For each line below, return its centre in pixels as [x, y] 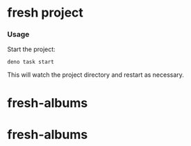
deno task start [31, 62]
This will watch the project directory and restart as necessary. [95, 75]
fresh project [45, 13]
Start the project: [31, 49]
